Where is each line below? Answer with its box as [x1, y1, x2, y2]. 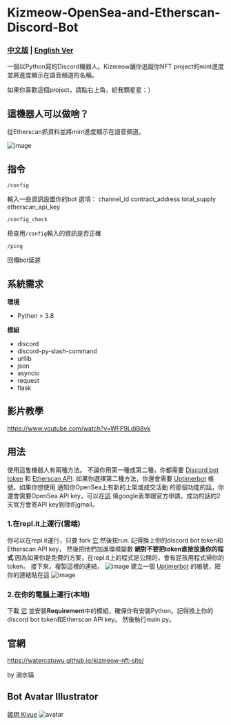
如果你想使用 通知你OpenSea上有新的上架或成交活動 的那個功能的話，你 [19, 482, 224, 491]
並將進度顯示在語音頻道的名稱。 [7, 71, 98, 79]
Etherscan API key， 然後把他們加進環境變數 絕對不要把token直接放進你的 [7, 545, 219, 553]
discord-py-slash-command [17, 347, 98, 355]
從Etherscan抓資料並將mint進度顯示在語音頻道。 [7, 128, 145, 136]
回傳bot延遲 [7, 256, 41, 264]
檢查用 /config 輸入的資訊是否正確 [7, 229, 102, 238]
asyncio [17, 368, 40, 377]
